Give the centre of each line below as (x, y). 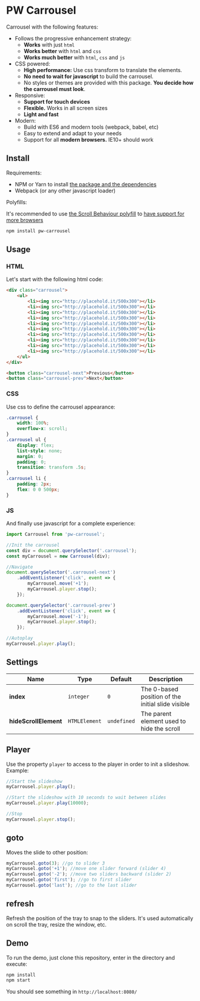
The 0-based (160, 689)
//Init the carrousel (33, 545)
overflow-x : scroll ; (42, 429)
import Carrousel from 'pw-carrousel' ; (56, 534)
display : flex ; (36, 445)
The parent (156, 713)
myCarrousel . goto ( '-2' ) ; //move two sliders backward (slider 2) (89, 874)
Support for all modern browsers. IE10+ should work (88, 139)
